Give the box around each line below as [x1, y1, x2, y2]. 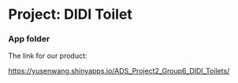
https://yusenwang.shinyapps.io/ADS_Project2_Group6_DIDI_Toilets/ [8, 67, 230, 76]
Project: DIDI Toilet [8, 5, 132, 23]
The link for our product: [8, 51, 87, 60]
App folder [8, 34, 50, 45]
